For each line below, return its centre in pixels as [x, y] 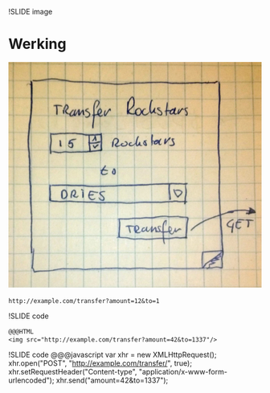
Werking [37, 44]
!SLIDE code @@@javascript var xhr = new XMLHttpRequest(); [112, 354]
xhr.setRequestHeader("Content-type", [73, 371]
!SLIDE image [31, 12]
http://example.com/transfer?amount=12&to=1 [84, 301]
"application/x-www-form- [183, 371]
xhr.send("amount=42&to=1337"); [112, 380]
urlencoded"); [31, 380]
